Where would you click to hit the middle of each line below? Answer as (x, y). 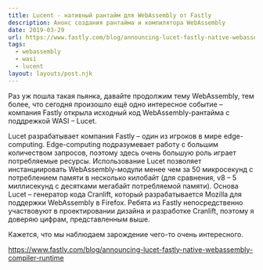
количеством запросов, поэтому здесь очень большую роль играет (122, 153)
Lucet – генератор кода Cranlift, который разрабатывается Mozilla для (125, 194)
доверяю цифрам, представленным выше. (79, 219)
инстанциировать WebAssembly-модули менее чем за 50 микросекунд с (131, 169)
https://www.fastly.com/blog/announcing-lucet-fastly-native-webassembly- (130, 249)
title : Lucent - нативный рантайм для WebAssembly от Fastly (110, 15)
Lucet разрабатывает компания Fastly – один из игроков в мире (115, 136)
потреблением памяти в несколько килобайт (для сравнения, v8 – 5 (122, 178)
